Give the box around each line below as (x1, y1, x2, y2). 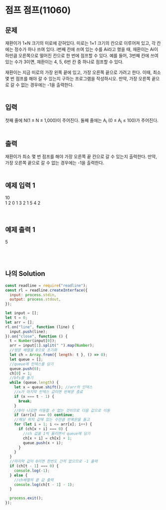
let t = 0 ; (5, 315, 28, 321)
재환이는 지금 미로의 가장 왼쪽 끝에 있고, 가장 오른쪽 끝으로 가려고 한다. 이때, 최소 (5, 69, 162, 75)
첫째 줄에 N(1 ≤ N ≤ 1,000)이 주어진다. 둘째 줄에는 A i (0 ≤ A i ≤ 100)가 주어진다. (5, 117, 159, 125)
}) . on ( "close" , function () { (5, 334, 68, 339)
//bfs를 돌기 (9, 375, 34, 380)
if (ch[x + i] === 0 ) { (18, 427, 68, 432)
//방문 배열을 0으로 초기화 (9, 347, 57, 353)
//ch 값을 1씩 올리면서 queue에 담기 (23, 431, 91, 436)
